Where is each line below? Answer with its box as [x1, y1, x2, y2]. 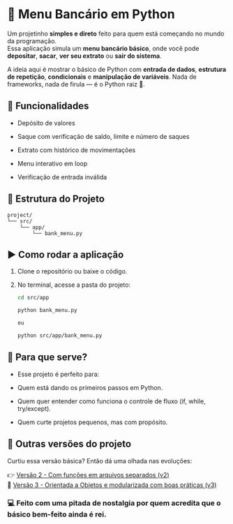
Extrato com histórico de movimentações [17, 146, 136, 154]
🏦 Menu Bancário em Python [7, 6, 176, 22]
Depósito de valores [17, 119, 75, 127]
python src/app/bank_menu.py [17, 332, 103, 339]
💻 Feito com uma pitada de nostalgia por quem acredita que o [7, 498, 221, 508]
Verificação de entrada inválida [17, 172, 107, 181]
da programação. [7, 36, 57, 45]
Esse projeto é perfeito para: [17, 370, 100, 378]
